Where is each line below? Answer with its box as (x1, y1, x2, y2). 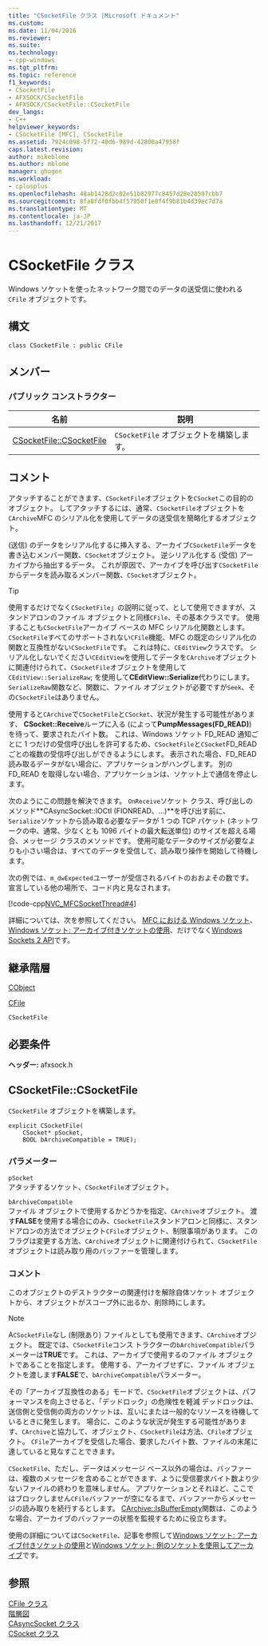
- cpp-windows (8, 57, 56, 65)
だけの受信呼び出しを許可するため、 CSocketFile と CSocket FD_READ (35, 739, 258, 749)
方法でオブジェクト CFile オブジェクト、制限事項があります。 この (42, 1226, 258, 1236)
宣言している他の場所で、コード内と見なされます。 (8, 883, 175, 892)
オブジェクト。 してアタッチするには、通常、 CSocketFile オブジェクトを (8, 504, 245, 513)
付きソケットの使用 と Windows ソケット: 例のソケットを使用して (22, 1541, 234, 1550)
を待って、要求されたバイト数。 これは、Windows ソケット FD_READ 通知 (8, 730, 252, 739)
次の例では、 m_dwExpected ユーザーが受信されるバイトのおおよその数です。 (8, 873, 254, 883)
